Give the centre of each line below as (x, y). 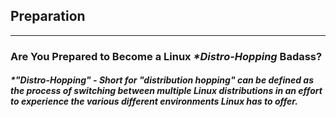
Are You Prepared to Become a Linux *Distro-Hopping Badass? (166, 56)
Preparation (48, 16)
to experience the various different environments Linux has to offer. (154, 101)
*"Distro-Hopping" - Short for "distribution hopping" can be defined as (162, 80)
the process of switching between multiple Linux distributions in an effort (166, 91)
